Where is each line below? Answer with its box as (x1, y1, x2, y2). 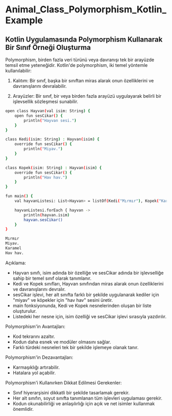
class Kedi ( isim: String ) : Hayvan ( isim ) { (5, 137, 100, 142)
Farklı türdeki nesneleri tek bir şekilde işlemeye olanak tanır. (12, 344, 139, 350)
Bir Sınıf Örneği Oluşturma (5, 43, 91, 52)
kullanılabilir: (5, 68, 32, 74)
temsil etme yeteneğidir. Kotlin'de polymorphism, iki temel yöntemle (5, 62, 148, 68)
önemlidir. (12, 406, 34, 412)
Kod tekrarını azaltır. (12, 333, 55, 339)
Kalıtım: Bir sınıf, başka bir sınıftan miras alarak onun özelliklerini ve (12, 78, 154, 83)
